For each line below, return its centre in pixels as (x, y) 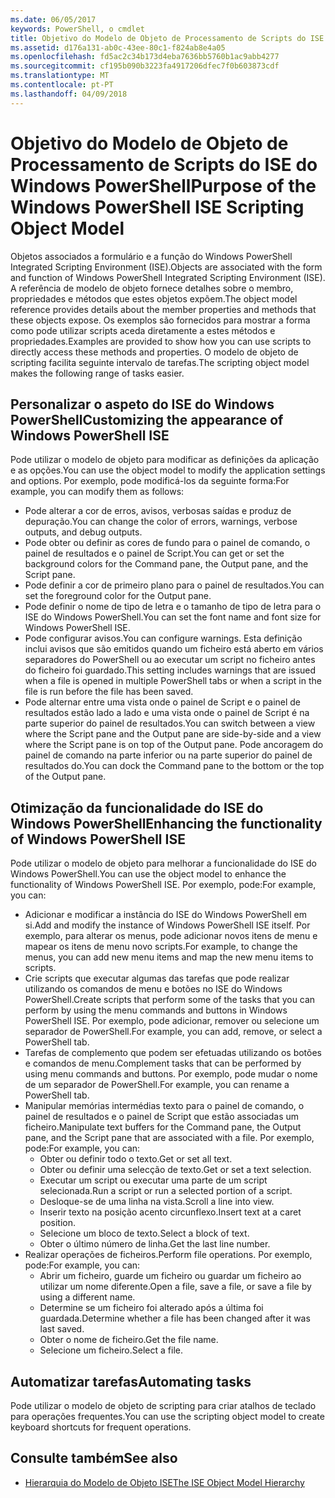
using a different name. (87, 1297)
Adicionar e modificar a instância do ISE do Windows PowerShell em (165, 915)
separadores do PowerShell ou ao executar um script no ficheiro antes (170, 660)
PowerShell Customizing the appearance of (147, 419)
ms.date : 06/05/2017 (53, 19)
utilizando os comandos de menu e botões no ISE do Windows (153, 989)
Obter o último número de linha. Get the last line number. (155, 1244)
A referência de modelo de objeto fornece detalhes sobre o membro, (152, 288)
